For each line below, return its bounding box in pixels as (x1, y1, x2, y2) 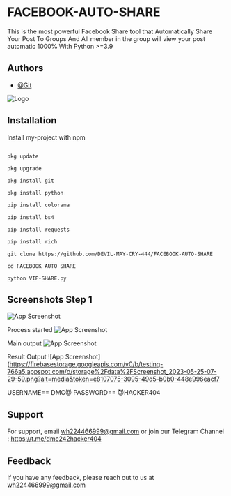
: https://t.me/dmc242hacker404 (7, 435, 102, 443)
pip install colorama (7, 202, 70, 209)
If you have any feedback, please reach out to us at (7, 474, 154, 481)
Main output (7, 339, 42, 347)
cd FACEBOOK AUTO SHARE (7, 262, 77, 269)
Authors (7, 62, 44, 74)
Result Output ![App (7, 353, 64, 361)
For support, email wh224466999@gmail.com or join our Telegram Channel (7, 427, 225, 436)
